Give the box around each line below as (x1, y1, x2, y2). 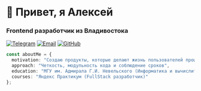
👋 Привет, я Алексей (6, 5, 114, 19)
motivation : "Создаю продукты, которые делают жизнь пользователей (11, 57, 184, 63)
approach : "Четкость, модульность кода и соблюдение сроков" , (11, 62, 170, 69)
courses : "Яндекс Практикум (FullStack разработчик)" (11, 74, 148, 80)
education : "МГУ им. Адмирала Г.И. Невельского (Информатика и (11, 68, 172, 74)
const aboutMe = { (6, 52, 52, 58)
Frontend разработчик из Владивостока (6, 27, 129, 35)
